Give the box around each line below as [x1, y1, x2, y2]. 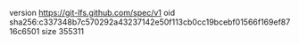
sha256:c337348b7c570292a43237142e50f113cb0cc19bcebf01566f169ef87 [9, 17, 291, 27]
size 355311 [41, 26, 85, 36]
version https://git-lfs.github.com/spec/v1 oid [9, 8, 176, 18]
